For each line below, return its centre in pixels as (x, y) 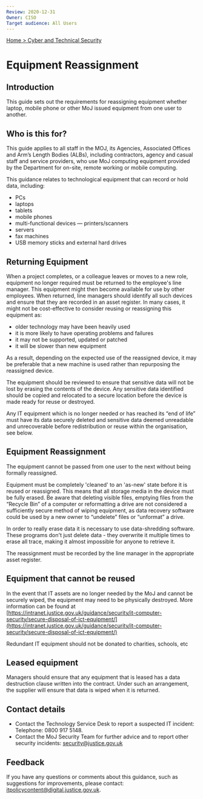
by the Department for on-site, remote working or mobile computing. (92, 168)
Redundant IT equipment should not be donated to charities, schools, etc (97, 644)
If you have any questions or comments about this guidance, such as (92, 777)
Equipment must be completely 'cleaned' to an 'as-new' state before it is (97, 484)
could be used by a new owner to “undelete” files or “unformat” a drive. (95, 517)
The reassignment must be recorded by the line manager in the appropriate (100, 553)
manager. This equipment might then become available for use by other (95, 289)
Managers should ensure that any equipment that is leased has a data (93, 677)
